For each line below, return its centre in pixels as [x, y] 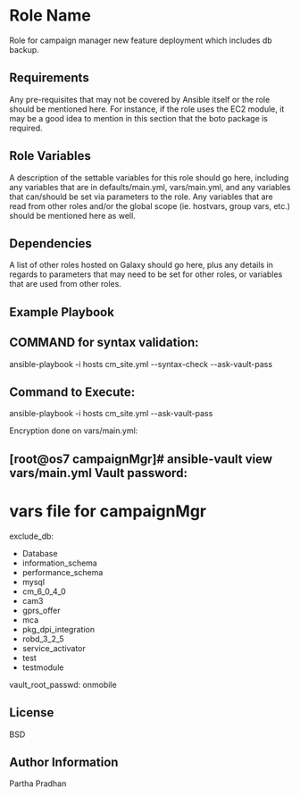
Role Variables [50, 156]
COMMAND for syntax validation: [104, 343]
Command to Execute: [72, 392]
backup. [25, 49]
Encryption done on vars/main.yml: [74, 431]
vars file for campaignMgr [108, 511]
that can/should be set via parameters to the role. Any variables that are [142, 197]
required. [26, 128]
